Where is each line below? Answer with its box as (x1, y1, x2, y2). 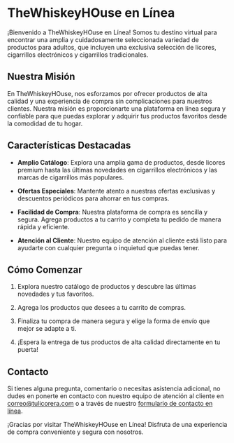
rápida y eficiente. (17, 222, 70, 231)
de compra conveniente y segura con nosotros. (7, 428, 144, 436)
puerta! (17, 346, 38, 354)
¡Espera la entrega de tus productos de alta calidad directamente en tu (17, 338, 221, 346)
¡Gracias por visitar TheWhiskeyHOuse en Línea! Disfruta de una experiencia (7, 421, 228, 429)
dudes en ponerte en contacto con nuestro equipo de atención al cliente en (7, 392, 224, 400)
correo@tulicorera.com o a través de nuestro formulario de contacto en (7, 400, 213, 408)
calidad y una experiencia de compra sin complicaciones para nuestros (7, 97, 213, 105)
